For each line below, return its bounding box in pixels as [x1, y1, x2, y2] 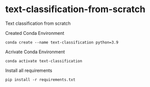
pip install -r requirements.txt [5, 77, 76, 82]
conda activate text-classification [5, 58, 82, 64]
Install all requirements [5, 67, 53, 73]
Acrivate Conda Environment [5, 49, 65, 55]
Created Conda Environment [5, 30, 65, 36]
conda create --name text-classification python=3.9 [5, 39, 119, 45]
